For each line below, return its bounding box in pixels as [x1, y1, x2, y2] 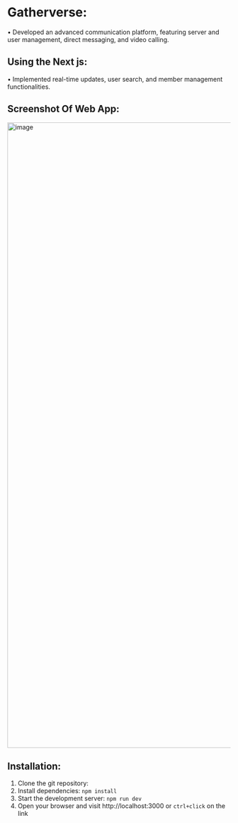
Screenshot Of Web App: [7, 103, 120, 115]
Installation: [7, 760, 62, 772]
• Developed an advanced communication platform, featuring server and [7, 28, 220, 36]
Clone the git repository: [17, 779, 89, 787]
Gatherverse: [7, 4, 87, 21]
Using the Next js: [7, 56, 88, 68]
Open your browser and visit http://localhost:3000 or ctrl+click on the [17, 802, 225, 810]
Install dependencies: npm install [17, 787, 117, 795]
